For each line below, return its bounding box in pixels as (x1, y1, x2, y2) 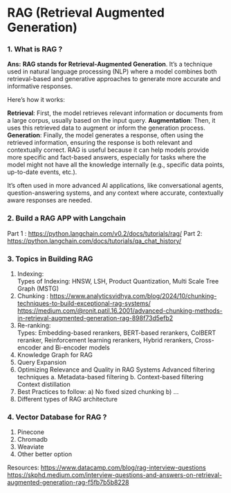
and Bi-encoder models (42, 343, 111, 352)
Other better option (17, 450, 73, 458)
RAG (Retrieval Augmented (7, 5, 165, 21)
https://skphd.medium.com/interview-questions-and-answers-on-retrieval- (7, 471, 223, 479)
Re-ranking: (17, 321, 51, 330)
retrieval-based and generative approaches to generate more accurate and (7, 75, 221, 83)
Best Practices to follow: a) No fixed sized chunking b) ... (17, 388, 179, 396)
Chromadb (17, 435, 48, 444)
